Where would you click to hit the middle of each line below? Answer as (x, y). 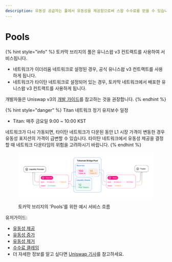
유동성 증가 (24, 235)
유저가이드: (16, 217)
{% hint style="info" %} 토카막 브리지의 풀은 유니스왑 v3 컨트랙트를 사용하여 (82, 52)
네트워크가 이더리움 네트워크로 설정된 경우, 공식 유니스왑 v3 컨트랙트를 (83, 69)
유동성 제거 (24, 241)
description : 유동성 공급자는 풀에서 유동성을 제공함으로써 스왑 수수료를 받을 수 (80, 11)
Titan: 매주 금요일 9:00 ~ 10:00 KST (49, 121)
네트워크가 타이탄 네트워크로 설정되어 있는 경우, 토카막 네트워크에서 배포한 (87, 82)
